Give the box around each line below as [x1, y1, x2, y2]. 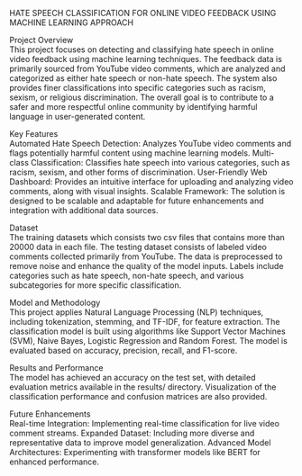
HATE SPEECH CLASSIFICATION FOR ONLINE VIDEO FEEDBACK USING [9, 8, 277, 18]
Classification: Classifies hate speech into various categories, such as [30, 157, 290, 167]
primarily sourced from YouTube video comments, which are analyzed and [9, 63, 286, 74]
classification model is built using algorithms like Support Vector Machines [9, 326, 286, 337]
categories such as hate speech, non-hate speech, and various [9, 270, 244, 281]
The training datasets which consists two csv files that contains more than [9, 232, 286, 242]
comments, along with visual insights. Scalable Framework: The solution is [9, 186, 286, 196]
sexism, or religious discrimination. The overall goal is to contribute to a [9, 92, 275, 103]
